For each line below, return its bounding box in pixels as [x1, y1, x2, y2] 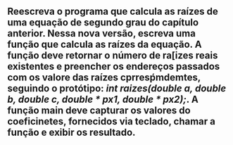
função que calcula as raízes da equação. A [7, 39, 202, 51]
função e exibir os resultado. [7, 127, 136, 139]
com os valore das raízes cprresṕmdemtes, [7, 72, 201, 84]
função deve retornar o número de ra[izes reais [7, 49, 218, 62]
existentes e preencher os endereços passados [7, 61, 220, 72]
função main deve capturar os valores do [7, 105, 191, 117]
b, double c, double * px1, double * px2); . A [7, 94, 199, 106]
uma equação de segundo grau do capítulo [7, 17, 199, 29]
